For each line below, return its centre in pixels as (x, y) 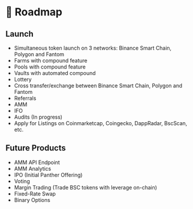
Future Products (36, 148)
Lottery (23, 79)
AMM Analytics (32, 168)
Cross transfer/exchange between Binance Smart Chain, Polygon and (98, 86)
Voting (22, 181)
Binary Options (32, 200)
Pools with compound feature (50, 67)
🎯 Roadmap (34, 12)
